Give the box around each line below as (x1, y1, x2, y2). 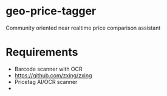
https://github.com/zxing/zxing (14, 71, 92, 79)
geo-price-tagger (5, 4, 97, 18)
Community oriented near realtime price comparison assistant (5, 24, 161, 31)
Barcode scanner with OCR (14, 65, 83, 72)
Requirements (5, 45, 78, 59)
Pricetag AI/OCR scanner (14, 78, 78, 85)
